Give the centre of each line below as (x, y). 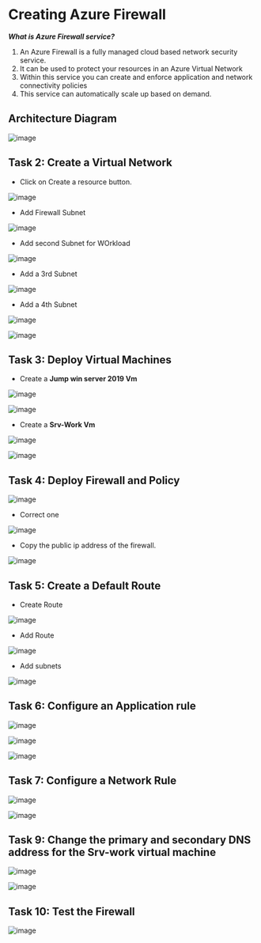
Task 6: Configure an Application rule (102, 706)
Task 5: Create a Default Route (85, 586)
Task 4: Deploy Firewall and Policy (94, 480)
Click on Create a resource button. (76, 182)
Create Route (41, 604)
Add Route (37, 635)
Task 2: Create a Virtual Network (90, 163)
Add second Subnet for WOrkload (75, 243)
